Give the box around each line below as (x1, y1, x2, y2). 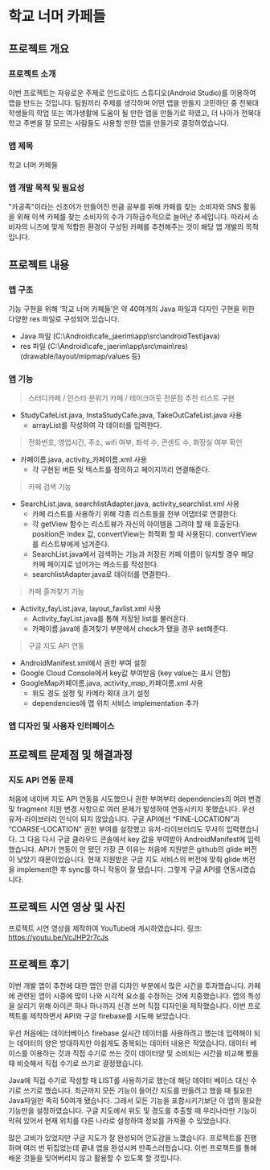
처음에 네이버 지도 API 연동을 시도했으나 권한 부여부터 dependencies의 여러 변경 (8, 795, 262, 804)
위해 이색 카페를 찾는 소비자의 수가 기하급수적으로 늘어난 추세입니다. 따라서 (16, 212, 251, 222)
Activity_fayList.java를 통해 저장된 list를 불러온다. (31, 614, 189, 624)
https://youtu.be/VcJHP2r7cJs (8, 932, 109, 942)
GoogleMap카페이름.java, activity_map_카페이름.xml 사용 (19, 678, 203, 688)
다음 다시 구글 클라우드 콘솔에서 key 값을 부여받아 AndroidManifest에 (27, 835, 246, 844)
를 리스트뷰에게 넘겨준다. (31, 539, 110, 549)
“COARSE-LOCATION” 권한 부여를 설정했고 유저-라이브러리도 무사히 (8, 824, 225, 834)
